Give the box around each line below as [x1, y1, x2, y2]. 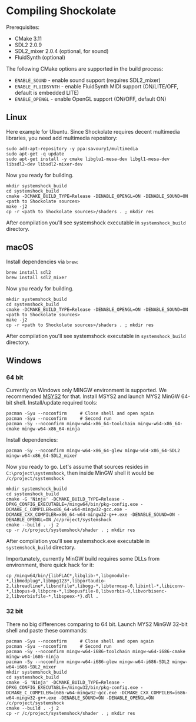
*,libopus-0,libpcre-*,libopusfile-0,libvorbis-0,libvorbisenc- [6, 588, 167, 594]
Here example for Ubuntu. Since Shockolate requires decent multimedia [6, 128, 181, 135]
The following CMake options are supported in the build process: [6, 65, 164, 72]
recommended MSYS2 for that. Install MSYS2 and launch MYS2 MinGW [6, 393, 181, 400]
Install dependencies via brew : [6, 258, 79, 265]
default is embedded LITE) [14, 89, 79, 96]
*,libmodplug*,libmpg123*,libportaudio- [6, 578, 107, 584]
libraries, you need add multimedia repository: [6, 134, 118, 141]
